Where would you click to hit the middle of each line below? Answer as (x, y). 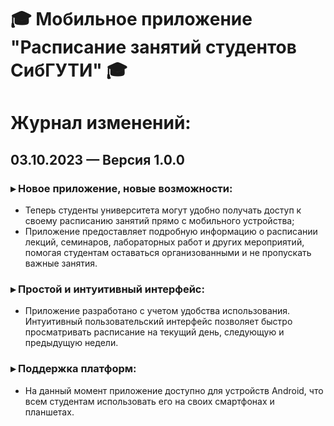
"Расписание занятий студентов (153, 47)
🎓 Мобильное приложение (131, 19)
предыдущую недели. (71, 343)
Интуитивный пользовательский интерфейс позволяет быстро (158, 322)
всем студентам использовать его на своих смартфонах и (149, 401)
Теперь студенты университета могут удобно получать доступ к (163, 210)
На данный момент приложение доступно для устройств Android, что (174, 390)
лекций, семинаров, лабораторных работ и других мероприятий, (164, 242)
